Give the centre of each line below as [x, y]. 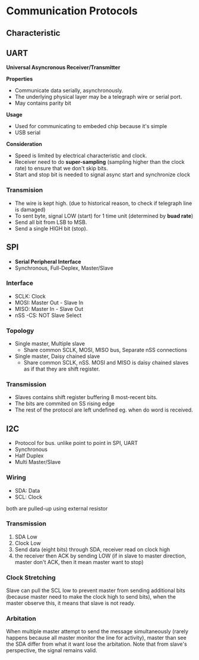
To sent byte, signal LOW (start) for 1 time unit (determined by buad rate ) [104, 216]
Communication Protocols [72, 11]
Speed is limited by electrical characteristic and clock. [81, 155]
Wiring [16, 478]
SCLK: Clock [30, 296]
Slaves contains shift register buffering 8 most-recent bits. [86, 397]
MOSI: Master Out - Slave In [49, 303]
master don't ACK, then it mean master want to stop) [79, 562]
